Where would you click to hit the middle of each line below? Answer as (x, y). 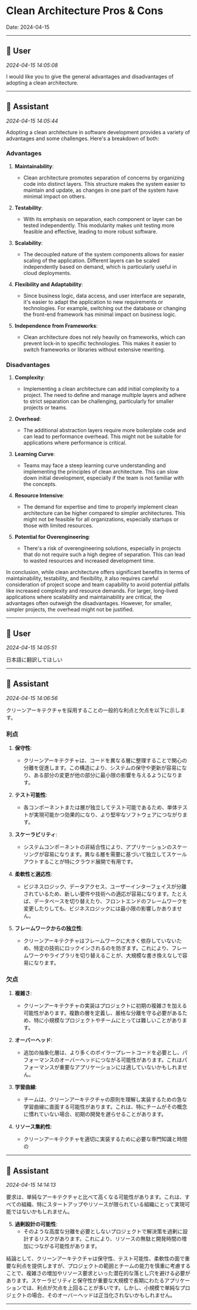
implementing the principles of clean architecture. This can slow (101, 472)
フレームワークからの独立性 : (49, 928)
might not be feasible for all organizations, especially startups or (101, 520)
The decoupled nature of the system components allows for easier (104, 254)
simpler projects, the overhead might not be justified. (70, 610)
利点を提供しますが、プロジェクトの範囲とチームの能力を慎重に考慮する (103, 1266)
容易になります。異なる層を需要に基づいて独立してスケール (116, 854)
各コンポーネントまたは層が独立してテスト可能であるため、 (95, 807)
